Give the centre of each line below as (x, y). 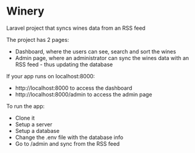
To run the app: (26, 106)
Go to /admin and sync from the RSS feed (67, 143)
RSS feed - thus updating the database (64, 64)
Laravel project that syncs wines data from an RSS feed (76, 28)
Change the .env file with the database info (69, 137)
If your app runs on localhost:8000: (51, 76)
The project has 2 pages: (38, 39)
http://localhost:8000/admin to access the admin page (83, 94)
